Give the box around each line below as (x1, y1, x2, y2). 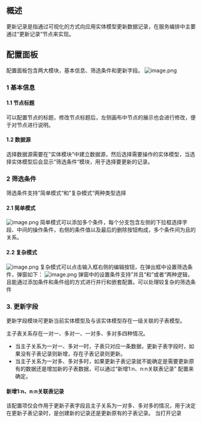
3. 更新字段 (6, 302, 38, 311)
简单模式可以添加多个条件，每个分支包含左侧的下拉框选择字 (40, 219, 188, 226)
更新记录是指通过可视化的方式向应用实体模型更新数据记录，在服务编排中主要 (6, 23, 196, 30)
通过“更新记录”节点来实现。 (6, 30, 75, 37)
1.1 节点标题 (6, 99, 35, 106)
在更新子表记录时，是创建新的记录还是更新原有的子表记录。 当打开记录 (6, 409, 182, 417)
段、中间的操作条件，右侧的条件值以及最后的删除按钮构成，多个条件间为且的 (6, 226, 196, 233)
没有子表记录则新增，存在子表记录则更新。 (20, 350, 126, 357)
